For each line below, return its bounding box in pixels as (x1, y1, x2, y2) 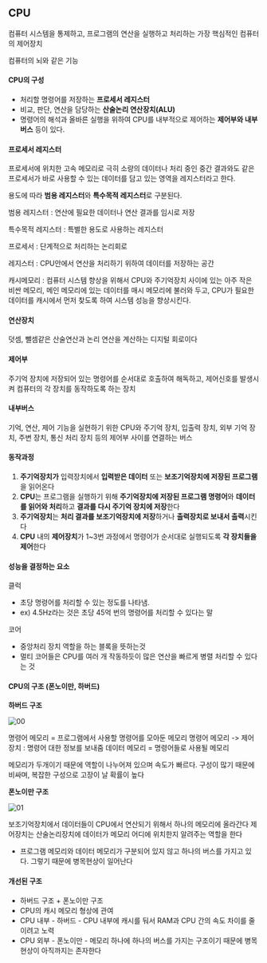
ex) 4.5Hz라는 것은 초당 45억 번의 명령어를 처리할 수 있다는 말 (19, 607, 214, 618)
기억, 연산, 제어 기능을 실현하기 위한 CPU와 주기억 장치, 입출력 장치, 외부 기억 (8, 423, 248, 432)
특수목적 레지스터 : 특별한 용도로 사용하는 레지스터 (8, 225, 164, 234)
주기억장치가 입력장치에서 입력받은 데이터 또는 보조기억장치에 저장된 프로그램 (19, 472, 258, 482)
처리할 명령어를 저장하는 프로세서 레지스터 (19, 95, 150, 105)
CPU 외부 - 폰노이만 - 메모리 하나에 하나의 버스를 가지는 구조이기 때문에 (19, 935, 243, 945)
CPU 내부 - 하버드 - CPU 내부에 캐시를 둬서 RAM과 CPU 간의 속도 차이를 (19, 915, 247, 925)
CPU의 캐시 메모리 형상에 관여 (19, 905, 114, 915)
